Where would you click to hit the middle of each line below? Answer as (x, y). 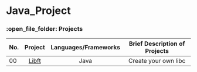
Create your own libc (157, 61)
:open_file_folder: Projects (45, 29)
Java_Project (39, 11)
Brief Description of (157, 44)
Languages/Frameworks (86, 48)
